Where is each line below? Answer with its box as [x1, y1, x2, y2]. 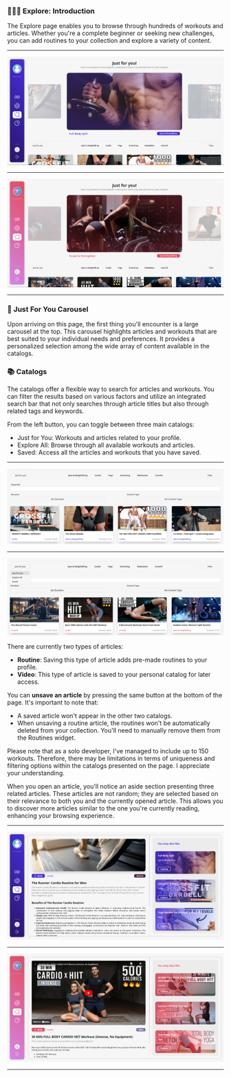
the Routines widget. [16, 733, 76, 742]
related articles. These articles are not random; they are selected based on [7, 790, 219, 798]
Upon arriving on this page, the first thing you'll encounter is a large [7, 320, 199, 328]
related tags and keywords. [7, 407, 85, 415]
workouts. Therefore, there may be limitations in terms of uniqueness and [7, 754, 215, 763]
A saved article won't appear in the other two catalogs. [16, 712, 173, 720]
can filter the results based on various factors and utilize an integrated [7, 393, 206, 401]
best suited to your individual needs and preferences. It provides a [7, 335, 195, 343]
